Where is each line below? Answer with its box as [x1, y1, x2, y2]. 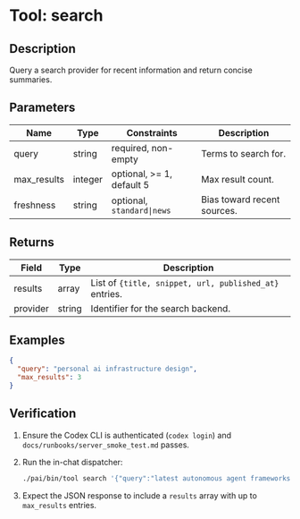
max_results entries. [21, 499, 96, 510]
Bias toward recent [200, 193, 280, 206]
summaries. [9, 74, 53, 85]
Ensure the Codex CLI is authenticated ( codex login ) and [21, 430, 232, 440]
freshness [13, 199, 56, 211]
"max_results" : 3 [17, 373, 82, 382]
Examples [9, 333, 65, 348]
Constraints [126, 126, 178, 139]
